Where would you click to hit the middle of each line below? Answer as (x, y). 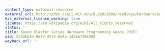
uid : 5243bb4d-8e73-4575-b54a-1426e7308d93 (50, 37)
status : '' (16, 28)
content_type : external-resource (39, 9)
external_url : (20, 14)
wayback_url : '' (22, 41)
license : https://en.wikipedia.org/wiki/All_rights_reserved (69, 23)
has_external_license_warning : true (42, 18)
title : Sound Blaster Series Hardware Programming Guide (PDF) (71, 32)
